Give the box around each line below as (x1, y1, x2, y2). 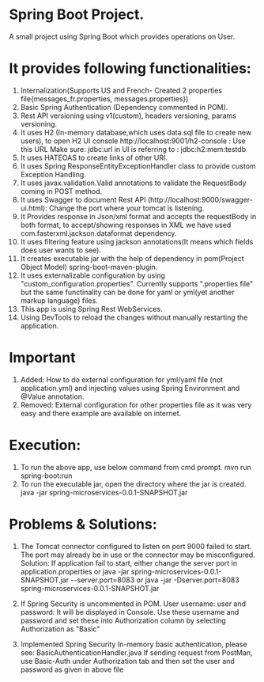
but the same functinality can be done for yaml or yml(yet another (20, 287, 236, 297)
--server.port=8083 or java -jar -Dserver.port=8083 (70, 575, 239, 585)
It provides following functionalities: (9, 59, 251, 78)
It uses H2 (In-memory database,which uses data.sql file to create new (20, 127, 252, 137)
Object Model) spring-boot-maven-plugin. (20, 262, 158, 271)
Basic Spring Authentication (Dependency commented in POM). (20, 102, 228, 112)
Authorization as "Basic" (20, 623, 100, 634)
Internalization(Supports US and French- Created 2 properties (20, 85, 222, 95)
